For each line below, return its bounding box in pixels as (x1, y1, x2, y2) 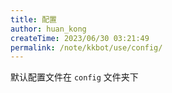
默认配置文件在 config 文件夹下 (10, 71, 139, 83)
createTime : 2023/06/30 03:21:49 (10, 33, 150, 43)
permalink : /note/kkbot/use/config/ (10, 42, 163, 53)
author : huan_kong (10, 24, 87, 34)
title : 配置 (10, 14, 57, 25)
